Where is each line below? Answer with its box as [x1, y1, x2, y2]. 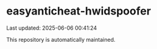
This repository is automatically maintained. [6, 36, 116, 43]
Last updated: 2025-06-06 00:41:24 [6, 24, 97, 31]
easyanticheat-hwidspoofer [6, 4, 151, 18]
